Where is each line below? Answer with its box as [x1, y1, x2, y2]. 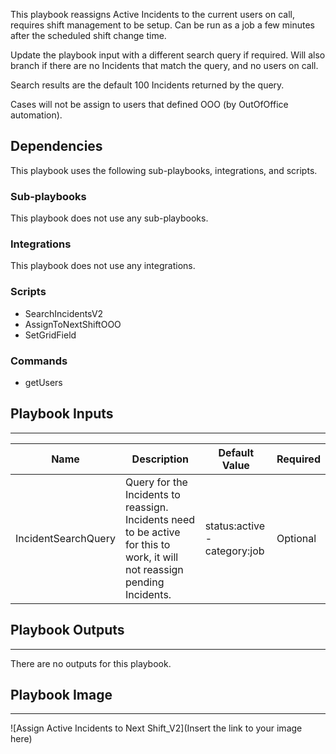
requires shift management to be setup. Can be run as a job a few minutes [10, 19, 315, 31]
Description [131, 452, 190, 466]
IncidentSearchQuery [15, 531, 116, 545]
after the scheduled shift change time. [10, 30, 167, 41]
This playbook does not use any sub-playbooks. [10, 212, 209, 224]
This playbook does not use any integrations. [10, 260, 196, 272]
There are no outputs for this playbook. [10, 657, 172, 669]
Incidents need [124, 512, 196, 526]
